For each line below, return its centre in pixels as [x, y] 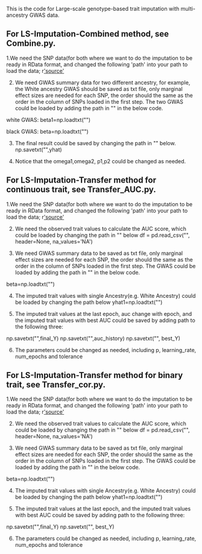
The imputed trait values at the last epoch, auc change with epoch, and [103, 313]
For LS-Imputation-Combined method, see [88, 34]
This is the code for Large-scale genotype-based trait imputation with [93, 9]
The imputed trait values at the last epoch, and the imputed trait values [103, 509]
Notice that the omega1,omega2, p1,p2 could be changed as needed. [100, 161]
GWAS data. [44, 15]
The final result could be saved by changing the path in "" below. [95, 143]
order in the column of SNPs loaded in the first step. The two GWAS [99, 101]
